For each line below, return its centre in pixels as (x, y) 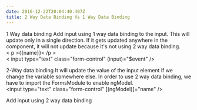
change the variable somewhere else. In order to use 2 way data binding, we (99, 76)
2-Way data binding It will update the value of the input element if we (90, 70)
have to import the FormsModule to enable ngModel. (70, 82)
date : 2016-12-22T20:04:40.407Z (46, 11)
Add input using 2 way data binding (49, 100)
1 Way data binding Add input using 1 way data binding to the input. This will (98, 34)
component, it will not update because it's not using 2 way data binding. (93, 46)
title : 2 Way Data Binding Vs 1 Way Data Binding (68, 17)
